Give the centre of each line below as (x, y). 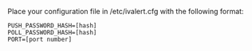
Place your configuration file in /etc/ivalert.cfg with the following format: (126, 11)
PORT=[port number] (40, 39)
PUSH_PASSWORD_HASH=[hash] (52, 26)
